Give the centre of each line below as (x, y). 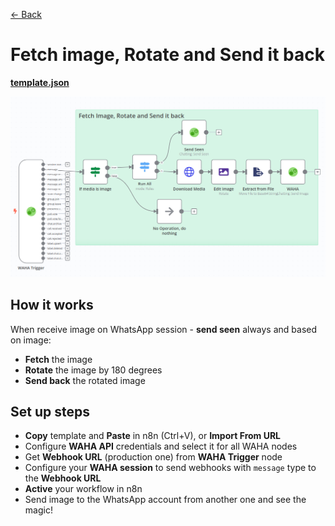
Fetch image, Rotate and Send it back (167, 55)
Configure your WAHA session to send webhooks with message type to (170, 468)
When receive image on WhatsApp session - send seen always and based (164, 329)
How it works (52, 305)
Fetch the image (58, 359)
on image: (31, 340)
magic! (38, 510)
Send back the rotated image (85, 380)
